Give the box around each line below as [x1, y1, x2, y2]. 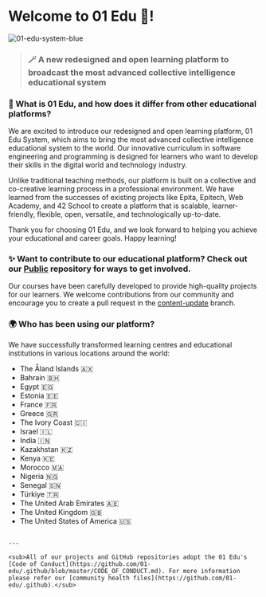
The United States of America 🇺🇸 [19, 516, 131, 525]
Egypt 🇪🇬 [19, 382, 54, 391]
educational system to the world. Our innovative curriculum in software [8, 143, 241, 153]
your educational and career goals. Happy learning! [8, 234, 177, 243]
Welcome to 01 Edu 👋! [8, 7, 155, 26]
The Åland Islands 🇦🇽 [19, 363, 94, 373]
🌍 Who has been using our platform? [8, 319, 155, 330]
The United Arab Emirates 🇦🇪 [19, 498, 119, 508]
